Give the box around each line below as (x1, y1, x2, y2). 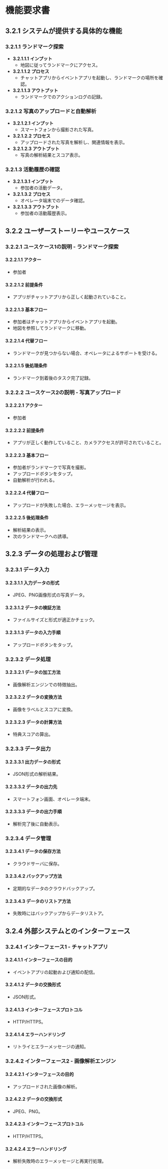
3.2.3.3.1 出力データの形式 (5, 759, 61, 765)
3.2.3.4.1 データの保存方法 (5, 848, 61, 854)
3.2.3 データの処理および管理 (5, 550, 98, 558)
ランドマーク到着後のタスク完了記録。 (12, 375, 93, 381)
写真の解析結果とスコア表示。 (20, 152, 83, 158)
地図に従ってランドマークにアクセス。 (20, 62, 101, 68)
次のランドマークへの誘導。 (12, 533, 71, 539)
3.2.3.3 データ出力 (5, 745, 51, 752)
